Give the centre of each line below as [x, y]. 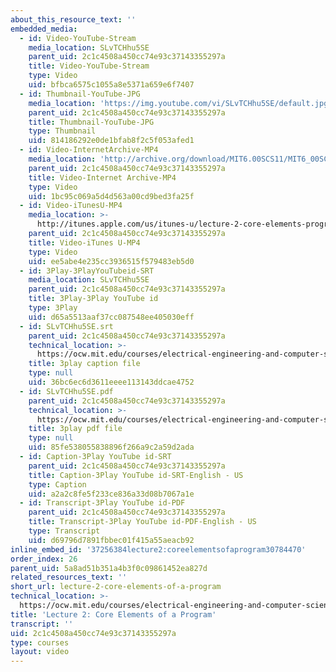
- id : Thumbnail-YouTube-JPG [80, 94]
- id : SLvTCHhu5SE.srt [66, 326]
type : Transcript [64, 531]
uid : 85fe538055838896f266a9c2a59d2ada [111, 447]
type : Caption [57, 484]
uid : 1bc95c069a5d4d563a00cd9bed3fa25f [111, 196]
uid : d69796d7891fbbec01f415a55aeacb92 [111, 540]
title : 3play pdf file [75, 429]
